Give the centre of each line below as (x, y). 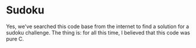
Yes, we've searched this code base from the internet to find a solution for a (97, 26)
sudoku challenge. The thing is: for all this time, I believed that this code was (98, 32)
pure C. (15, 39)
